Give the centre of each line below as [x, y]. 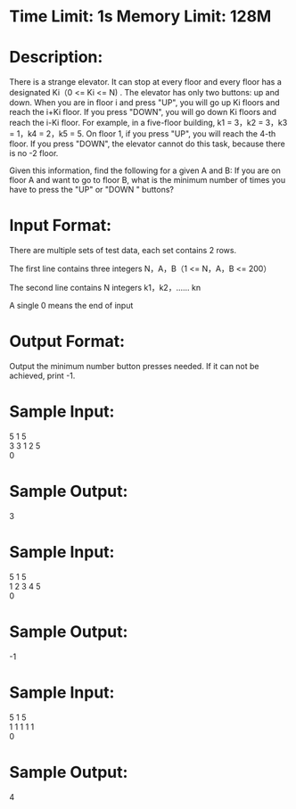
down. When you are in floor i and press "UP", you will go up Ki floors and [145, 103]
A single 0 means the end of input [71, 306]
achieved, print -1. [42, 376]
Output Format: [67, 342]
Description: [56, 58]
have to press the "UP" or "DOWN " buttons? [91, 190]
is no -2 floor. [34, 153]
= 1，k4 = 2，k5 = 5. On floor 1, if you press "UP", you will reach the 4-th [143, 134]
